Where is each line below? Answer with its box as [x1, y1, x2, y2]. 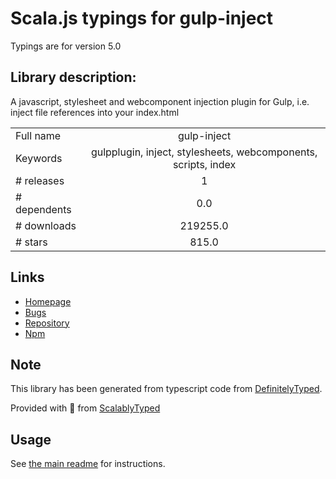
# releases [15, 173, 65, 187]
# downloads [15, 218, 77, 232]
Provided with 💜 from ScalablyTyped [10, 402, 161, 414]
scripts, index [172, 157, 237, 171]
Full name [15, 128, 62, 142]
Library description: [10, 69, 137, 86]
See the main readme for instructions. [10, 458, 166, 470]
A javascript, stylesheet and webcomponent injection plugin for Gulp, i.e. [10, 95, 310, 107]
